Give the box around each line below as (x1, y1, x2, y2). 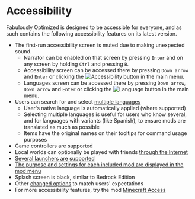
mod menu (14, 167, 41, 174)
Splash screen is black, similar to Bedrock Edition (14, 174, 135, 181)
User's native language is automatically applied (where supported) (23, 104, 187, 111)
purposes (23, 136, 47, 143)
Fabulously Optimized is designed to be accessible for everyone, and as (6, 24, 182, 31)
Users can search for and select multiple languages (14, 98, 141, 105)
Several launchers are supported (14, 155, 95, 162)
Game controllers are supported (14, 142, 93, 149)
